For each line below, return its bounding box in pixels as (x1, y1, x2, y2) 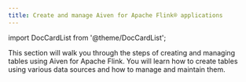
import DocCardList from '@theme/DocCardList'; (8, 33, 167, 42)
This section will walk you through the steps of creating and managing (8, 48, 236, 57)
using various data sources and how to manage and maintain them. (8, 64, 226, 74)
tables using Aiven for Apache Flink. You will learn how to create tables (8, 56, 238, 66)
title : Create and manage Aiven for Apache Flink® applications (8, 11, 223, 20)
